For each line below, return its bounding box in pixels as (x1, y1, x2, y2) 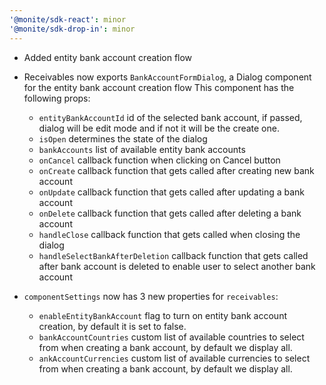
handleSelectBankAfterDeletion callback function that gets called (38, 249, 309, 261)
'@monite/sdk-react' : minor (9, 14, 127, 25)
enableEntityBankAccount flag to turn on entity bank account (38, 309, 287, 321)
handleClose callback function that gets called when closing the (38, 228, 301, 240)
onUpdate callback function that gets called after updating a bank (38, 186, 306, 198)
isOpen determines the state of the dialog (38, 132, 208, 145)
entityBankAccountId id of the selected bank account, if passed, (38, 111, 303, 123)
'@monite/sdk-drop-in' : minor (9, 24, 136, 34)
